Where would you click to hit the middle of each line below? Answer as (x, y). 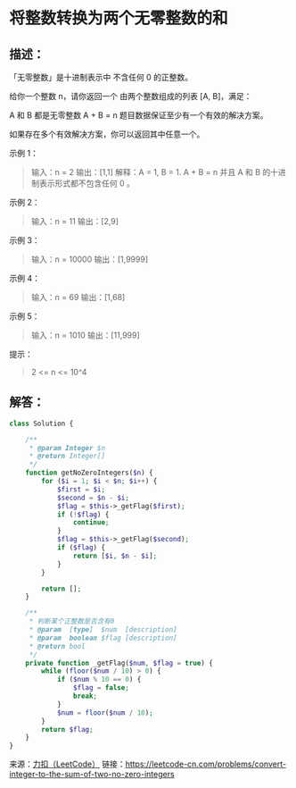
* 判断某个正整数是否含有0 (72, 622)
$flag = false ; (101, 688)
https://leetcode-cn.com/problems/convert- (206, 764)
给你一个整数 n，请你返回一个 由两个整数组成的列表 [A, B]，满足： (131, 96)
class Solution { (41, 423)
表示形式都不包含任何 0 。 (87, 183)
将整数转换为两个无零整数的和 (119, 18)
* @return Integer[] (67, 457)
